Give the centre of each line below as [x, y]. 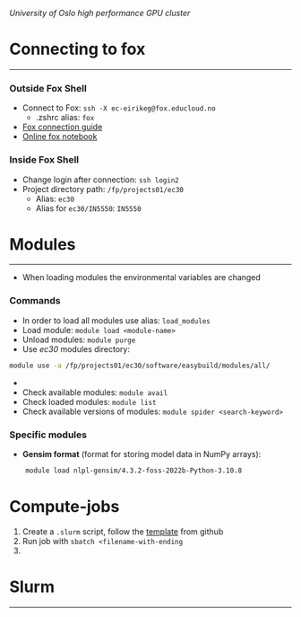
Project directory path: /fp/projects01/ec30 [103, 189]
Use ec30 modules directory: [76, 348]
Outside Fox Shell [48, 88]
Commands [35, 301]
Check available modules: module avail [95, 392]
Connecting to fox [77, 49]
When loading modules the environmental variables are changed [142, 278]
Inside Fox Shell [44, 160]
